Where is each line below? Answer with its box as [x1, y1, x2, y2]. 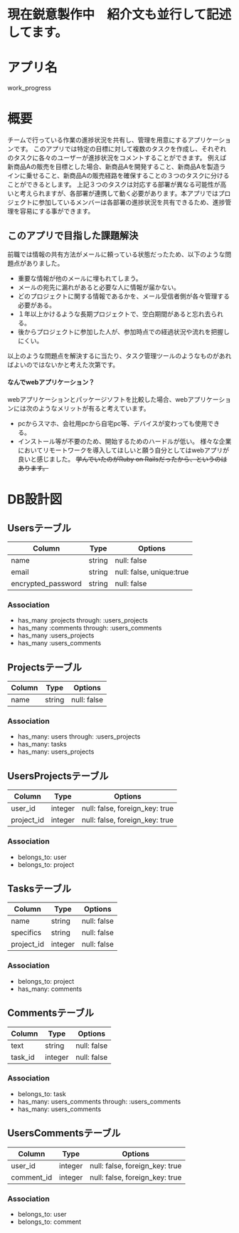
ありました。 [26, 259, 64, 267]
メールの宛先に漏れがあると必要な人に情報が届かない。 [17, 283, 180, 291]
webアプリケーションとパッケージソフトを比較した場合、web [7, 395, 188, 404]
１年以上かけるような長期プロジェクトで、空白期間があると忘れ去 [17, 309, 211, 318]
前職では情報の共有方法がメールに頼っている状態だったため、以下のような [7, 250, 225, 259]
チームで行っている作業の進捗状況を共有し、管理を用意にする [7, 136, 188, 145]
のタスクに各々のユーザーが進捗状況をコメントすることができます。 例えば [7, 154, 227, 162]
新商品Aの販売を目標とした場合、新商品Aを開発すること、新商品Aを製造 [7, 162, 220, 171]
